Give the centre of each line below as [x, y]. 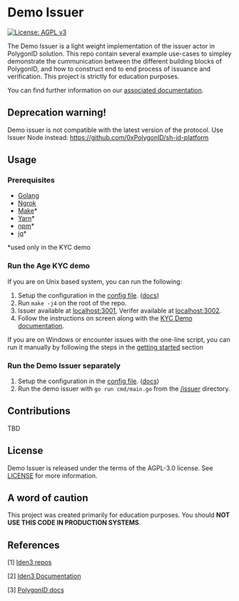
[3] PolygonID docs [36, 590]
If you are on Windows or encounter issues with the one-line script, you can [119, 339]
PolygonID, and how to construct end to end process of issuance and [109, 69]
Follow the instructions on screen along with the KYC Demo [105, 318]
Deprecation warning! [57, 112]
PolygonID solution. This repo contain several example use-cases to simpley [119, 54]
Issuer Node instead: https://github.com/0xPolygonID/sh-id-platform [108, 137]
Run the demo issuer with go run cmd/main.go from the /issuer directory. [124, 389]
